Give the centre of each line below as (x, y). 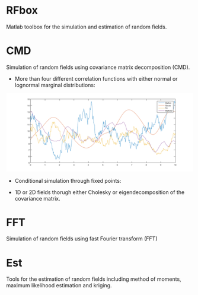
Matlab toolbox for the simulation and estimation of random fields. (87, 27)
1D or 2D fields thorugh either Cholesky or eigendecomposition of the (100, 192)
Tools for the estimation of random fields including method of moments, (94, 279)
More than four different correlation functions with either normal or (96, 78)
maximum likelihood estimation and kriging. (59, 286)
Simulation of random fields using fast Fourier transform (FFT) (82, 239)
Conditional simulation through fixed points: (68, 180)
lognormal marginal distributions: (55, 85)
